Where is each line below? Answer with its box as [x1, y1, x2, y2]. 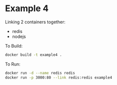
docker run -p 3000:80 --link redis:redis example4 [5, 75, 112, 80]
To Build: [5, 43, 23, 49]
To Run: [5, 61, 20, 67]
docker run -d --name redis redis [5, 70, 76, 75]
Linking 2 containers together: [5, 19, 66, 25]
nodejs [12, 34, 26, 39]
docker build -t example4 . [5, 52, 62, 57]
